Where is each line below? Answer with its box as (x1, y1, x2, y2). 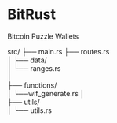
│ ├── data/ (7, 55, 48, 65)
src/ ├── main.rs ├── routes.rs (7, 47, 110, 56)
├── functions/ (7, 80, 57, 90)
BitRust (7, 6, 57, 24)
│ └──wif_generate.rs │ (7, 88, 85, 98)
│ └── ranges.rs (7, 63, 61, 73)
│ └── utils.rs (7, 105, 53, 115)
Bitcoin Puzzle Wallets (7, 32, 79, 41)
